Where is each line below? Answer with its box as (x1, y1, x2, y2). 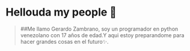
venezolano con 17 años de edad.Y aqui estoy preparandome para (20, 31, 185, 38)
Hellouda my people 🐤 (5, 5, 117, 19)
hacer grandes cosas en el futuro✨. (20, 38, 109, 45)
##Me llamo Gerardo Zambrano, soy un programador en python (20, 25, 179, 32)
